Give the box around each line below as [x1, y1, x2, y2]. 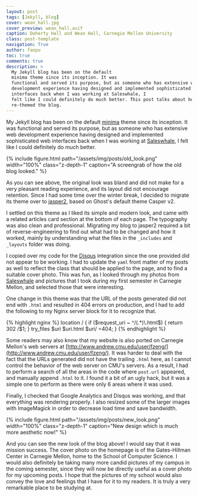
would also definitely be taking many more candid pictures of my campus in [6, 459, 190, 466]
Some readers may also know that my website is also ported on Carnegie [6, 336, 184, 343]
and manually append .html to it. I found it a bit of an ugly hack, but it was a [6, 374, 190, 381]
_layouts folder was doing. [6, 241, 71, 248]
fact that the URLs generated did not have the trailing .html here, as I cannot [6, 355, 192, 362]
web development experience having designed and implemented [6, 131, 164, 138]
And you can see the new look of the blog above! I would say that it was [6, 440, 181, 447]
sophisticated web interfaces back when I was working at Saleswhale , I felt [6, 137, 189, 144]
